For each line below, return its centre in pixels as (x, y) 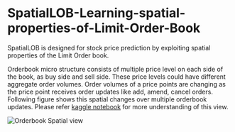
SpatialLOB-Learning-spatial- (97, 13)
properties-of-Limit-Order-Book (104, 28)
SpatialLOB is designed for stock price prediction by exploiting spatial (109, 48)
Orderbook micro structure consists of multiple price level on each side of (115, 69)
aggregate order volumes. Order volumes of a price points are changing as (116, 84)
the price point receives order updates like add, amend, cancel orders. (110, 92)
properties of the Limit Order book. (58, 55)
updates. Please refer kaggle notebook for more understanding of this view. (118, 106)
